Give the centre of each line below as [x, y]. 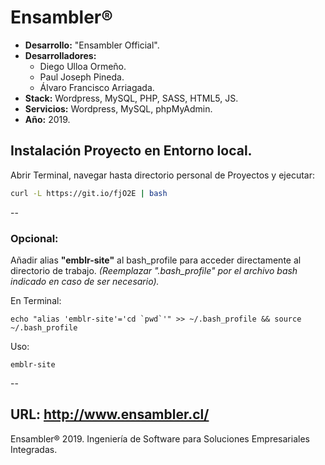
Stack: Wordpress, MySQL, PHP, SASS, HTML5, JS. [131, 98]
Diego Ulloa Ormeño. [83, 66]
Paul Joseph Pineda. [82, 77]
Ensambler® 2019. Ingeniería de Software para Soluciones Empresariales [160, 438]
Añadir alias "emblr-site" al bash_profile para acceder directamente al [156, 260]
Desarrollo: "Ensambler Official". [92, 45]
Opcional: [34, 238]
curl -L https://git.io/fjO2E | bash [89, 193]
